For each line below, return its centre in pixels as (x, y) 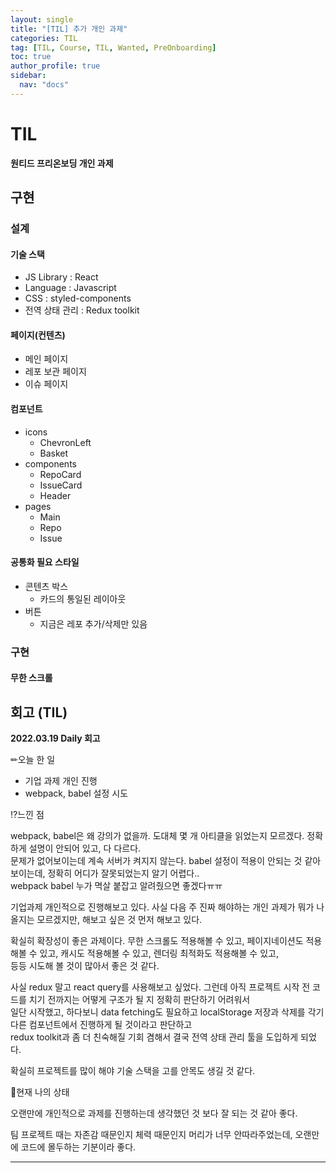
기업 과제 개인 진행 (61, 781)
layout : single (42, 19)
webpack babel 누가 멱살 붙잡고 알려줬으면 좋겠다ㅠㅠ (116, 886)
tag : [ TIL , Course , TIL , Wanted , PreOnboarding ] (113, 47)
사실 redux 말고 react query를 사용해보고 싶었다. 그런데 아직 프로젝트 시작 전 (160, 987)
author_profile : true (55, 66)
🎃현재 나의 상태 (40, 1092)
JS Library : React (61, 277)
